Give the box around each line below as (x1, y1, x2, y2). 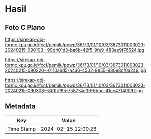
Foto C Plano (5, 23, 45, 32)
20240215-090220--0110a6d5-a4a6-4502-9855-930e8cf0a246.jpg (5, 67, 146, 73)
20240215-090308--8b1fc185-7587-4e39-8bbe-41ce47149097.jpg (5, 88, 143, 93)
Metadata (5, 102, 36, 111)
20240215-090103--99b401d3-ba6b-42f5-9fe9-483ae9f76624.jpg (5, 47, 145, 53)
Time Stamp (7, 125, 36, 132)
